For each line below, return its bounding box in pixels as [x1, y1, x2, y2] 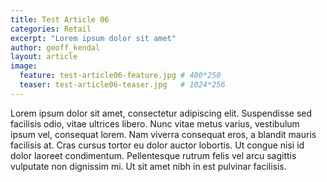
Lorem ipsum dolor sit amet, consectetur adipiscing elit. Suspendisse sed [10, 107, 313, 119]
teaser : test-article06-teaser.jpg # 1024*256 [19, 80, 226, 90]
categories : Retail [10, 24, 92, 34]
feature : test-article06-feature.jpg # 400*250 [19, 71, 222, 81]
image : [10, 61, 38, 71]
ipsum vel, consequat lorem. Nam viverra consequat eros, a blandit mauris [10, 128, 317, 140]
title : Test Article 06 [10, 14, 110, 25]
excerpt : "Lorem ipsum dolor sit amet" [10, 33, 177, 43]
